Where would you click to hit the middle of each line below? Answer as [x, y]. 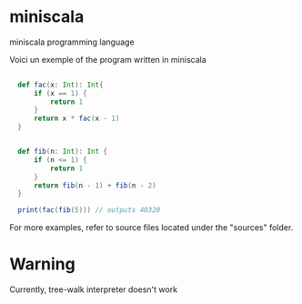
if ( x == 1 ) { [60, 93]
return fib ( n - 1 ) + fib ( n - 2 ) [95, 185]
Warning [42, 264]
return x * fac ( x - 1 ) [76, 119]
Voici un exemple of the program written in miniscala [108, 59]
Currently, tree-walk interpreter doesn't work [94, 289]
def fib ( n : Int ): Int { [62, 152]
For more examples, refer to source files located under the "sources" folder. [151, 228]
